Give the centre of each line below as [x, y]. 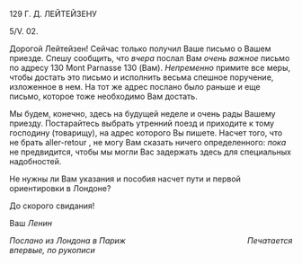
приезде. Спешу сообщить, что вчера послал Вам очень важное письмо [150, 58]
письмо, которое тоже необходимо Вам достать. [103, 96]
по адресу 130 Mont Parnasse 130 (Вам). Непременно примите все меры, [150, 68]
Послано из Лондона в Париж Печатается [151, 241]
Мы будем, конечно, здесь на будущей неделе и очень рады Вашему [142, 114]
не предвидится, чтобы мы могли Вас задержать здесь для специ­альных [151, 152]
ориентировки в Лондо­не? [60, 188]
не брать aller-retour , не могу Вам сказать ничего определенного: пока [148, 142]
